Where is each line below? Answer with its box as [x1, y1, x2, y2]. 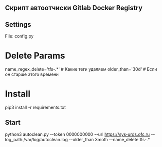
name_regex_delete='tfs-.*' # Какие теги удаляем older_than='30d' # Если [5, 66, 157, 72]
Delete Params [5, 50, 66, 61]
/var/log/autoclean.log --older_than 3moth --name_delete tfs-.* [23, 136, 150, 142]
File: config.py [5, 33, 34, 39]
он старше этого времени [5, 71, 59, 77]
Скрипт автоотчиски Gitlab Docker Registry [5, 4, 143, 12]
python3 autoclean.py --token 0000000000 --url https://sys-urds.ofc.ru [5, 131, 150, 137]
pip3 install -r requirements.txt [5, 104, 66, 111]
